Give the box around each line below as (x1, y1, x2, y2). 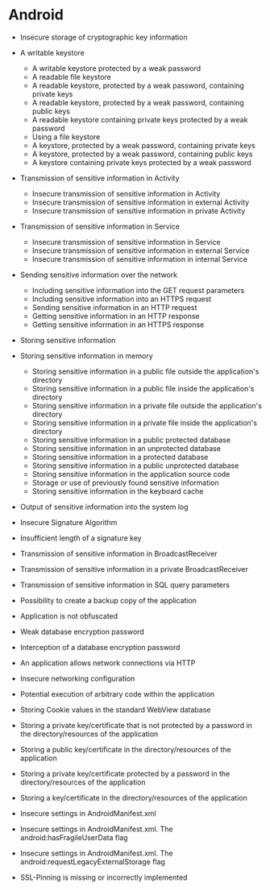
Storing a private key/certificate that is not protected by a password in (19, 720, 252, 730)
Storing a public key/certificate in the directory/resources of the (19, 744, 231, 754)
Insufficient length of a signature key (19, 533, 143, 543)
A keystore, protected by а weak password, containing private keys (31, 140, 255, 150)
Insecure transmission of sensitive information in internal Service (31, 254, 248, 263)
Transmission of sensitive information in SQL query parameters (19, 580, 230, 590)
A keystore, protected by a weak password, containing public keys (31, 149, 253, 159)
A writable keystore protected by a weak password (31, 63, 201, 73)
